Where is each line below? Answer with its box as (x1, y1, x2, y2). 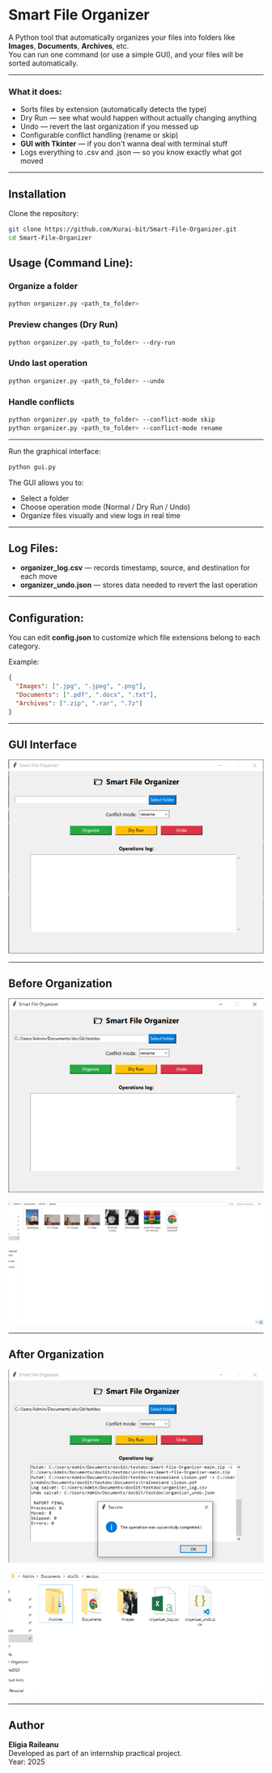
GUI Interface (8, 738, 77, 752)
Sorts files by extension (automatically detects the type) (19, 104, 207, 114)
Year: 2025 (8, 1757, 46, 1767)
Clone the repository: (8, 209, 79, 219)
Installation (8, 187, 66, 201)
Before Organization (8, 976, 113, 990)
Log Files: (8, 542, 58, 555)
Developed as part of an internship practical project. (8, 1749, 182, 1758)
